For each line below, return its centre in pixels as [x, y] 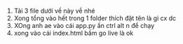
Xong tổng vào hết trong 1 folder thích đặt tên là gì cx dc [95, 18]
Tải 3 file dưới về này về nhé [54, 11]
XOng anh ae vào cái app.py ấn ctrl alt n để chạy [84, 25]
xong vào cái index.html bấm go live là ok [74, 33]
